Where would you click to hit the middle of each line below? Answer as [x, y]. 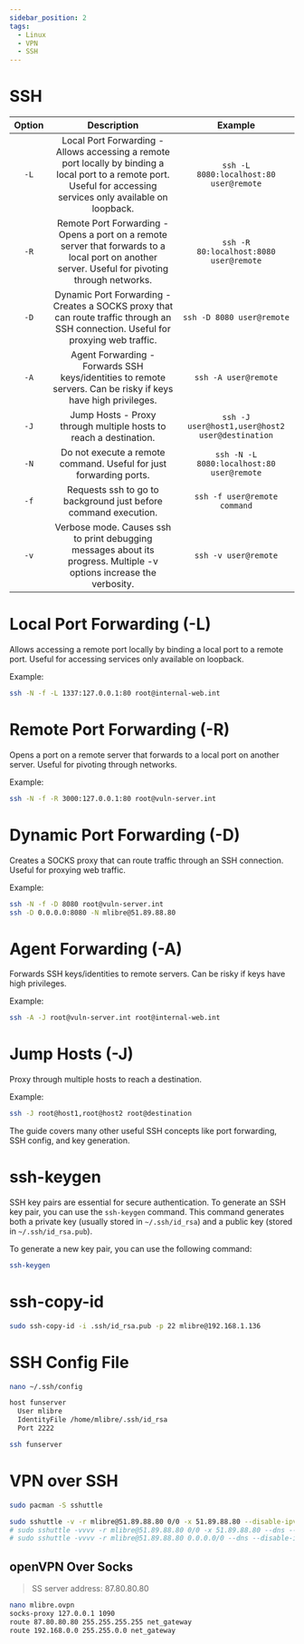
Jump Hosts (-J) [71, 1054]
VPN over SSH [64, 1481]
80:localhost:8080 [236, 252]
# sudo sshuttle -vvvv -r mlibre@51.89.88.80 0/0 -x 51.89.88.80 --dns [147, 1530]
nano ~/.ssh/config [46, 1386]
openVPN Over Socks [71, 1566]
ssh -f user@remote [236, 497]
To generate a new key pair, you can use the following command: [131, 1248]
